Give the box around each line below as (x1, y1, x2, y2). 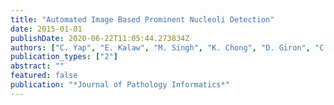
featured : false (10, 71, 78, 81)
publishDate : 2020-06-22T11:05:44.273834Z (10, 33, 190, 43)
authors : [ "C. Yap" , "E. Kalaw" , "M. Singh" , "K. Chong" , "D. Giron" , (10, 42, 311, 53)
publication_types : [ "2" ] (10, 52, 118, 62)
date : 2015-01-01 (10, 24, 83, 34)
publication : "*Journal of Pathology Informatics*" (10, 80, 230, 90)
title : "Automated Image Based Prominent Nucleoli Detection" (10, 14, 275, 25)
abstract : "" (10, 61, 65, 71)
